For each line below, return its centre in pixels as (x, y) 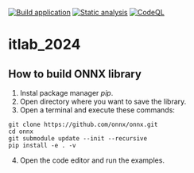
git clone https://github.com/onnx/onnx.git (83, 124)
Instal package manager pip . (66, 93)
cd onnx (21, 132)
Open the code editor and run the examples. (92, 160)
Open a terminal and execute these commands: (97, 110)
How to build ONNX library (75, 74)
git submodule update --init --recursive (78, 139)
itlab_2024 (45, 45)
